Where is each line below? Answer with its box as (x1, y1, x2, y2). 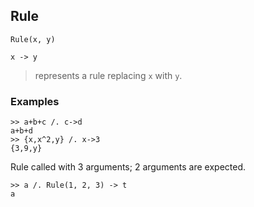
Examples (10, 94, 60, 108)
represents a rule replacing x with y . (34, 69, 183, 81)
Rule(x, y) (10, 34, 56, 44)
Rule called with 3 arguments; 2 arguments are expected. (10, 161, 247, 173)
